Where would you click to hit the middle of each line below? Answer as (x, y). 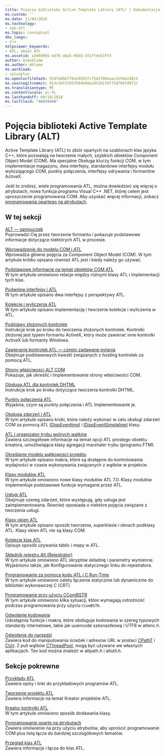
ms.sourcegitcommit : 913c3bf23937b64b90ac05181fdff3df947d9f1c (72, 83)
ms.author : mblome (24, 65)
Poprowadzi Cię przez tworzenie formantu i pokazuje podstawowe (73, 234)
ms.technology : (21, 23)
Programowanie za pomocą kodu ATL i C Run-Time (57, 575)
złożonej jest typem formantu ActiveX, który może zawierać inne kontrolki (80, 335)
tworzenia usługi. (23, 510)
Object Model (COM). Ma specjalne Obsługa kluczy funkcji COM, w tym (78, 161)
